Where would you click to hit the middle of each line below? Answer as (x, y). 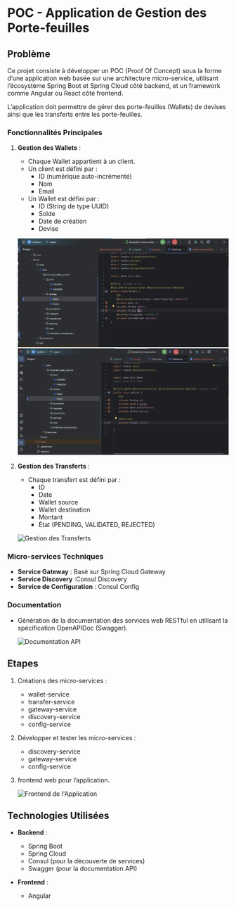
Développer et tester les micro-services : (77, 737)
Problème (29, 54)
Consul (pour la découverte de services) (86, 861)
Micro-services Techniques (55, 557)
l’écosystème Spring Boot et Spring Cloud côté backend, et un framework (114, 85)
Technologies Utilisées (58, 815)
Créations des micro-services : (62, 680)
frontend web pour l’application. (64, 780)
